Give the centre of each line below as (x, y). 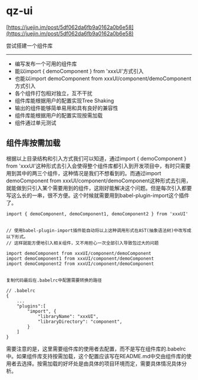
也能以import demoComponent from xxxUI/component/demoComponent (103, 78)
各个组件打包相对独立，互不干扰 (53, 93)
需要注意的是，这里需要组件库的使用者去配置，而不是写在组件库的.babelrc (96, 349)
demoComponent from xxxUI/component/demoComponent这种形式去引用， (99, 181)
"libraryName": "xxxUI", (68, 316)
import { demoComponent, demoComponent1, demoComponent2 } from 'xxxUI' (97, 214)
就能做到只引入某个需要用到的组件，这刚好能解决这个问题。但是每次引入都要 (99, 188)
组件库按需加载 (33, 143)
